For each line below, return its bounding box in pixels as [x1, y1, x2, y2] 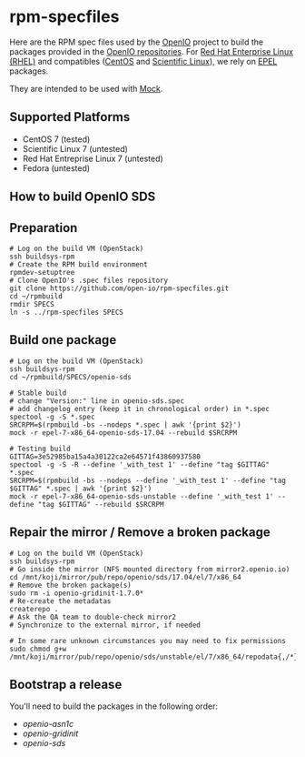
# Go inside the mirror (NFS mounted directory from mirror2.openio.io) [9, 564, 290, 574]
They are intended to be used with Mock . [9, 83, 163, 94]
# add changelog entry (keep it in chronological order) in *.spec [9, 404, 271, 413]
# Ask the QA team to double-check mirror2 [9, 612, 177, 621]
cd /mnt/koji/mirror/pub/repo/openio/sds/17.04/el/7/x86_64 [9, 572, 242, 581]
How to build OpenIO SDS [9, 189, 156, 205]
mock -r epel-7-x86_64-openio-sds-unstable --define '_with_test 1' [9, 491, 274, 501]
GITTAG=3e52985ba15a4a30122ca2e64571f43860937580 [9, 452, 202, 461]
